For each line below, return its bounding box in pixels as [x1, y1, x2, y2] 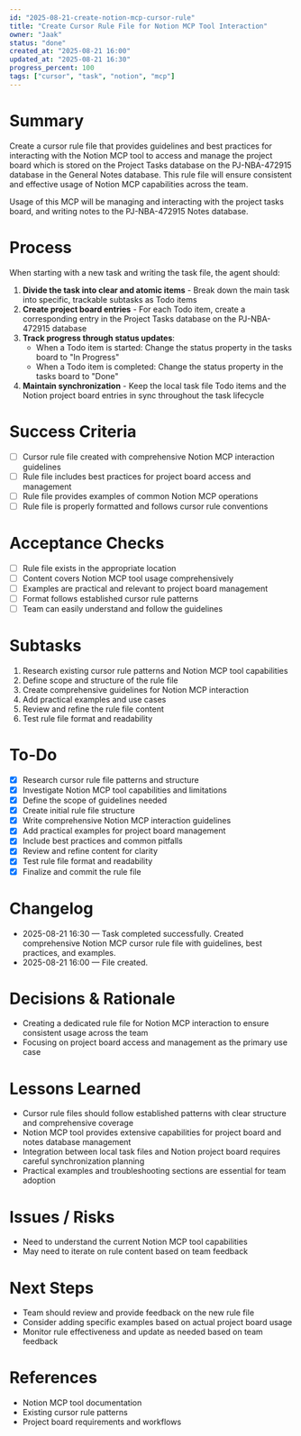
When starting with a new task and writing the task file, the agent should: [9, 267, 281, 277]
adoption [22, 1175, 56, 1186]
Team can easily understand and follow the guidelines [22, 604, 223, 613]
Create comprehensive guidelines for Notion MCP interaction [22, 685, 250, 695]
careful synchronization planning [22, 1156, 145, 1167]
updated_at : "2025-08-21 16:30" [9, 55, 131, 64]
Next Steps [9, 1277, 95, 1298]
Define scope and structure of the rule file [22, 675, 178, 686]
